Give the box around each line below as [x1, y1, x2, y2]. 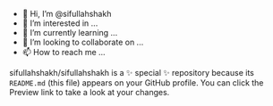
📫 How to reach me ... [21, 47, 106, 57]
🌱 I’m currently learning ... [21, 28, 118, 37]
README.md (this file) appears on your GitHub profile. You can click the [9, 77, 264, 88]
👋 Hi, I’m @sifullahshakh [21, 9, 112, 19]
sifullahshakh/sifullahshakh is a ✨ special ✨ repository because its [9, 68, 255, 77]
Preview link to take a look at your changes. [9, 87, 170, 97]
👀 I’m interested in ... [21, 18, 98, 29]
